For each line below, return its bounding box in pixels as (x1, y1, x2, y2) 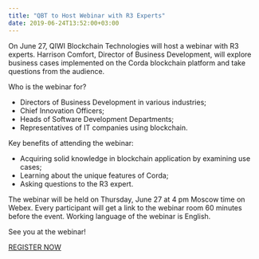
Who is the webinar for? (8, 81, 87, 92)
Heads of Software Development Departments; (19, 114, 175, 124)
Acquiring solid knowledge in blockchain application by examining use (19, 153, 251, 163)
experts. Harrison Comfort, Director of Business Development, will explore (8, 49, 252, 59)
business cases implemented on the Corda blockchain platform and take (8, 57, 245, 68)
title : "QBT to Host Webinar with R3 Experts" (8, 11, 166, 20)
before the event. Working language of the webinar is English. (8, 211, 211, 221)
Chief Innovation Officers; (19, 105, 105, 116)
